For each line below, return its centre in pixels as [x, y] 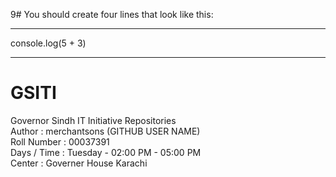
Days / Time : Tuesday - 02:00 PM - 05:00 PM [106, 152]
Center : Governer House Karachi [79, 163]
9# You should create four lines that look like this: [112, 14]
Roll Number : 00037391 [60, 141]
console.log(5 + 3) [48, 43]
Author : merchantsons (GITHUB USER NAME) [105, 131]
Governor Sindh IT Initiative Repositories [93, 120]
